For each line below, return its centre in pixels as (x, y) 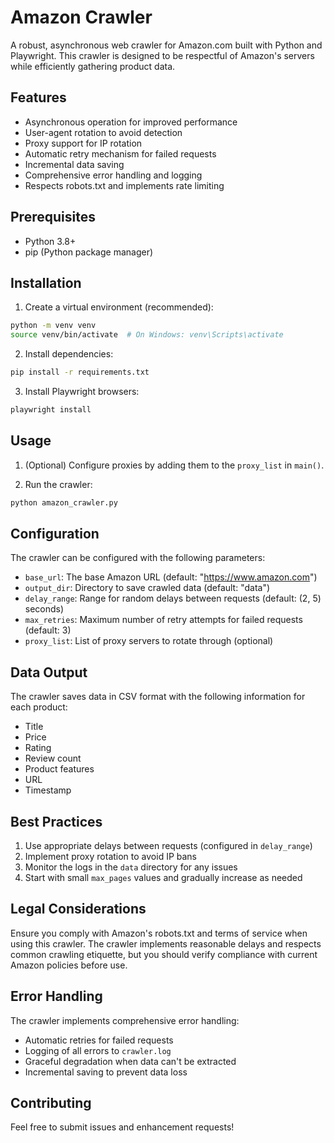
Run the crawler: (58, 484)
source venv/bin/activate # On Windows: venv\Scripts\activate (147, 335)
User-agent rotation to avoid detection (103, 132)
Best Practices (56, 821)
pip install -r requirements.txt (80, 372)
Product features (59, 769)
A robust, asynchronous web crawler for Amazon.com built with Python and (166, 45)
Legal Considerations (78, 909)
